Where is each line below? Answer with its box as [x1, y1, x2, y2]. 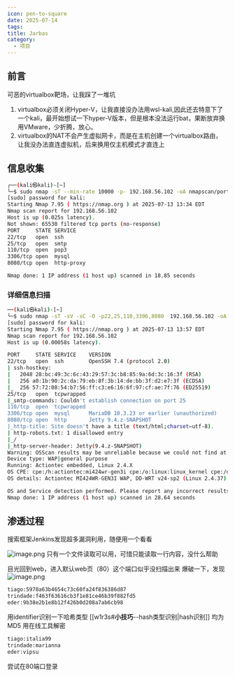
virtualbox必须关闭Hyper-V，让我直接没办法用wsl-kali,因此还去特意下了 [17, 105, 224, 113]
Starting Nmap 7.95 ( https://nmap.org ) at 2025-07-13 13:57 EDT [7, 326, 205, 333]
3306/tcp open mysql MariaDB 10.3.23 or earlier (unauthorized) [7, 410, 218, 417]
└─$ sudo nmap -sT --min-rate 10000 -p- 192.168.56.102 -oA [7, 188, 187, 195]
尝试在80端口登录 [7, 662, 58, 670]
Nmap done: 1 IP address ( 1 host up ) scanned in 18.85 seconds [7, 272, 196, 279]
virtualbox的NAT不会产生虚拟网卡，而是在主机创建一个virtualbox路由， [17, 131, 222, 140]
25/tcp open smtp [7, 240, 68, 247]
